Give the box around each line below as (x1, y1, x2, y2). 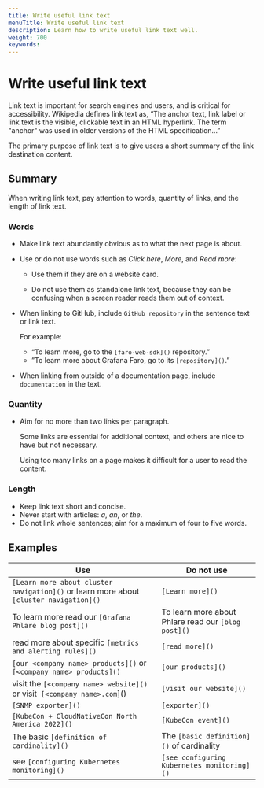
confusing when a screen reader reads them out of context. (31, 293, 225, 303)
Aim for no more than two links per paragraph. (19, 416, 170, 426)
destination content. (8, 150, 73, 159)
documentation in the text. (19, 379, 102, 389)
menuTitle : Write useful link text (8, 19, 125, 27)
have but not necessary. (19, 440, 98, 449)
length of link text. (8, 202, 67, 211)
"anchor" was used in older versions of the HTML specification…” (8, 126, 221, 135)
